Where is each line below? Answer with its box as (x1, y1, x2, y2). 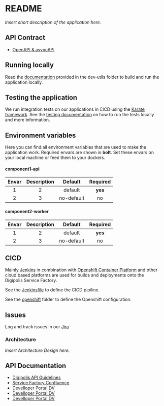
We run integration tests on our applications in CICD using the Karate (5, 106, 145, 112)
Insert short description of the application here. (5, 19, 101, 25)
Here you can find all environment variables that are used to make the (5, 144, 147, 150)
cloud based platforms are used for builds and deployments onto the (5, 272, 144, 278)
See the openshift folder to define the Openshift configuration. (5, 296, 131, 303)
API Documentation (5, 361, 66, 370)
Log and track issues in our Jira (5, 324, 69, 330)
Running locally (5, 61, 54, 69)
